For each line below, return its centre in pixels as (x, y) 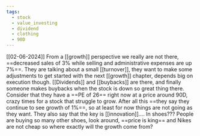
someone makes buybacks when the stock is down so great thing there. (95, 88)
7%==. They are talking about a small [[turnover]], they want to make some (99, 69)
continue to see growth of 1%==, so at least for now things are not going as (99, 108)
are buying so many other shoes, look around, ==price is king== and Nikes (99, 120)
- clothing (25, 34)
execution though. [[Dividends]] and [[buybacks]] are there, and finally (94, 82)
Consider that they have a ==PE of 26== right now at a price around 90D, (97, 95)
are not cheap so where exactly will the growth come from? (80, 127)
